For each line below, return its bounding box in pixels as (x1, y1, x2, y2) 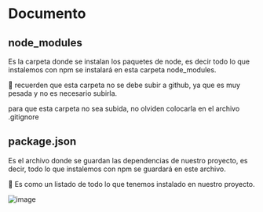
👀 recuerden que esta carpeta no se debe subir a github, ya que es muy (8, 80, 241, 90)
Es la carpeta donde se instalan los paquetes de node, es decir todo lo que (8, 57, 250, 66)
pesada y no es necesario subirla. (8, 89, 118, 98)
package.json (8, 135, 77, 148)
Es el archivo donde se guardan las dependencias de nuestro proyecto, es (8, 155, 249, 165)
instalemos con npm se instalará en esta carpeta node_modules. (8, 65, 217, 75)
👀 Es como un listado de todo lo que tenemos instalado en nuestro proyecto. (8, 179, 255, 188)
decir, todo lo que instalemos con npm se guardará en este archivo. (8, 164, 226, 174)
